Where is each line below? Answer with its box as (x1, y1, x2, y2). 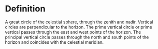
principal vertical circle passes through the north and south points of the (5, 34, 149, 40)
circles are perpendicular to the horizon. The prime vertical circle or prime (5, 24, 152, 29)
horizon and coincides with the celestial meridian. (5, 39, 104, 45)
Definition (5, 3, 46, 14)
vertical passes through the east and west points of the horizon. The (5, 29, 141, 35)
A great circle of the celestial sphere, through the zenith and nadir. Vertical (5, 19, 153, 25)
